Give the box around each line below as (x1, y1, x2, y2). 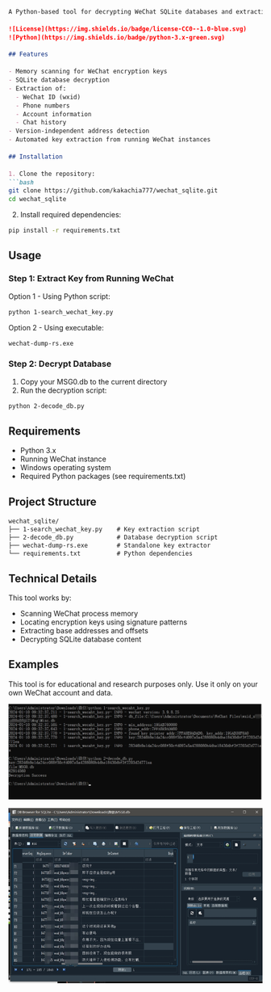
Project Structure (8, 494, 97, 508)
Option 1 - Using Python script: (8, 291, 110, 301)
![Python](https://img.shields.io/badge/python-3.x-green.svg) (8, 33, 226, 41)
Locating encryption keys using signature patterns (19, 617, 188, 627)
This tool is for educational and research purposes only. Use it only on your (8, 679, 258, 689)
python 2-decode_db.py (8, 401, 85, 410)
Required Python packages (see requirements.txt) (19, 472, 186, 481)
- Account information (15, 110, 92, 118)
